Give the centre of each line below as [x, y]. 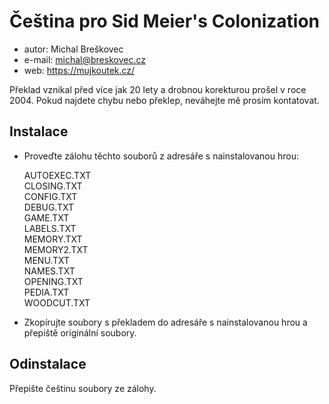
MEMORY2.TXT [56, 249]
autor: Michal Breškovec [73, 49]
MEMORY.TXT [53, 239]
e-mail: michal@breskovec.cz [84, 59]
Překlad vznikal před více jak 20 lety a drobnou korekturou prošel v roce [158, 89]
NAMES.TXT [49, 271]
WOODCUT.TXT [57, 302]
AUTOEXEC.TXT [57, 175]
